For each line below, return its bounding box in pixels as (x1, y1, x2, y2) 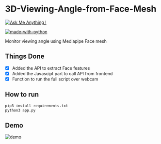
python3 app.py (5, 108, 36, 112)
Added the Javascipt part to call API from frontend (12, 70, 113, 76)
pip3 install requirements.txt (5, 103, 68, 108)
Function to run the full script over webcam (12, 76, 98, 82)
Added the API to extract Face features (12, 65, 90, 71)
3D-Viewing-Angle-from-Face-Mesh (5, 3, 157, 15)
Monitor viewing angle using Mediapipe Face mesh (5, 38, 107, 44)
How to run (5, 91, 39, 99)
